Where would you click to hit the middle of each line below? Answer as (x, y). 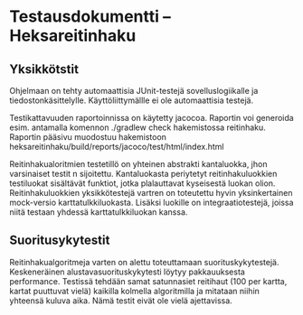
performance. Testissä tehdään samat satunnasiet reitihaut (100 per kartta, (148, 281)
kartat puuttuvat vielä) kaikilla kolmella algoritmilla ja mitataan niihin (135, 291)
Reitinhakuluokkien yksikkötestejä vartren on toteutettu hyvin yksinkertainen (151, 193)
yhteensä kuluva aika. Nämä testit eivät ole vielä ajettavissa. (121, 301)
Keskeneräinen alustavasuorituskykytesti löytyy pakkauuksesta (128, 272)
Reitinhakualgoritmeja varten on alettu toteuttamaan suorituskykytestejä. (144, 262)
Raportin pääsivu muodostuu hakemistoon (88, 137)
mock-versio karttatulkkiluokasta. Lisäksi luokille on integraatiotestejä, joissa (151, 202)
